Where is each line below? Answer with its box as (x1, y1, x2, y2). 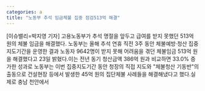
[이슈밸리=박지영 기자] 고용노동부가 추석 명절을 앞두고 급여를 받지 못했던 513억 (6, 32, 194, 40)
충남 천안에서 (17, 78, 49, 86)
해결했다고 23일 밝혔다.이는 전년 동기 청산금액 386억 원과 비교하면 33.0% (12, 55, 190, 62)
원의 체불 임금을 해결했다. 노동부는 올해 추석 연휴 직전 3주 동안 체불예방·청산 (6, 40, 188, 47)
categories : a (6, 9, 43, 15)
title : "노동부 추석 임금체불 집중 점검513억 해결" (6, 15, 121, 21)
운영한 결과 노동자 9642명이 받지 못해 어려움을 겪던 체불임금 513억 (32, 47, 192, 55)
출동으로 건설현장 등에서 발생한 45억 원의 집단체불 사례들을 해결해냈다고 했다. (6, 70, 191, 78)
